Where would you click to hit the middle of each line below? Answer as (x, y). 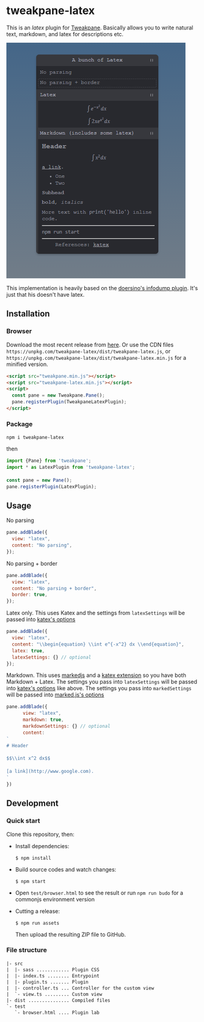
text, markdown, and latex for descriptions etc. (65, 34)
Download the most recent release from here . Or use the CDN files (90, 345)
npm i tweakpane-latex (35, 438)
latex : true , (28, 651)
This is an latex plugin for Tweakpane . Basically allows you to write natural (100, 28)
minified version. (27, 364)
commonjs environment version (55, 899)
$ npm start (30, 881)
